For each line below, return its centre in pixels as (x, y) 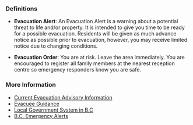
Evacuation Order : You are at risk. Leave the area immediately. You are (99, 58)
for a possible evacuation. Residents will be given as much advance (95, 34)
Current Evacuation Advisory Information (63, 97)
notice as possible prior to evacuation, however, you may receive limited (101, 40)
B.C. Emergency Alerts (41, 116)
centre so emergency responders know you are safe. (77, 70)
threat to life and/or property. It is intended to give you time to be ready (99, 27)
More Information (31, 85)
